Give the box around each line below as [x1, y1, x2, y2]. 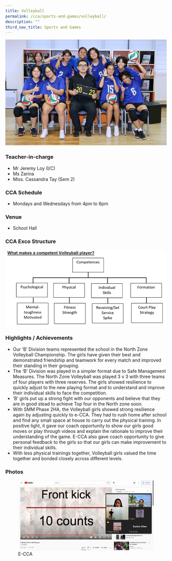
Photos [5, 468, 24, 475]
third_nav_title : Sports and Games [5, 25, 81, 30]
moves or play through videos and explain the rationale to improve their [12, 428, 163, 434]
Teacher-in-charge [5, 153, 54, 160]
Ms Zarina [12, 170, 34, 177]
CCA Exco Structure [5, 238, 56, 245]
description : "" [5, 19, 40, 24]
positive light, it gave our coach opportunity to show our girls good [12, 422, 154, 429]
